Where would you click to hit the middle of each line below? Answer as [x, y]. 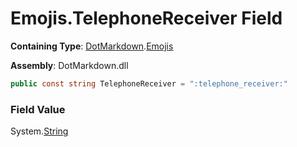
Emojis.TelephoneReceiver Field [146, 18]
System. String [39, 131]
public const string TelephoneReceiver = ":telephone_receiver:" [149, 83]
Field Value [38, 109]
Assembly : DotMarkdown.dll [69, 65]
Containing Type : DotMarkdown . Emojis [92, 46]
